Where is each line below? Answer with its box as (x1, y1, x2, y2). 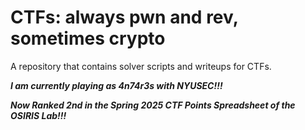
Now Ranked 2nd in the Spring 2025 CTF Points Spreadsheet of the (10, 99, 296, 111)
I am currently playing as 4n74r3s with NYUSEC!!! (10, 79, 223, 91)
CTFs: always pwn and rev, (10, 6, 239, 29)
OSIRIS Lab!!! (10, 109, 67, 121)
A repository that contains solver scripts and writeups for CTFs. (10, 60, 272, 72)
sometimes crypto (10, 27, 166, 50)
